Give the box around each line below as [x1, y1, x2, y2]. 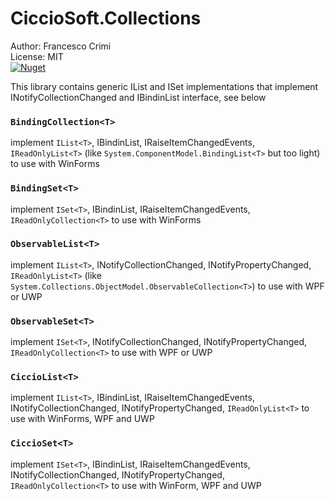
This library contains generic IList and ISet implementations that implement [10, 80, 319, 92]
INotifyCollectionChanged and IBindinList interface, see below [10, 91, 267, 103]
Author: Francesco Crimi [10, 40, 112, 52]
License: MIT [10, 50, 64, 62]
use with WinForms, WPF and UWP [10, 413, 155, 425]
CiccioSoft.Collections [10, 7, 202, 30]
